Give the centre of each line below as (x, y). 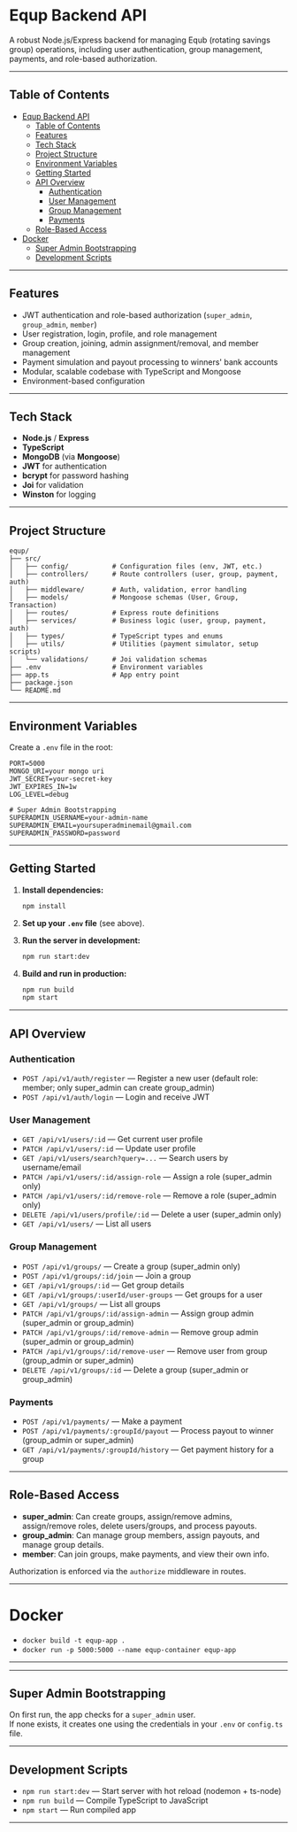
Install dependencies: (63, 890)
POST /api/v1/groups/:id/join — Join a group (107, 1275)
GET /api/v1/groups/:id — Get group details (103, 1285)
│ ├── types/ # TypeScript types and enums (116, 637)
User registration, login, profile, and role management (119, 334)
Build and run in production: (74, 973)
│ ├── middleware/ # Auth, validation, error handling (128, 590)
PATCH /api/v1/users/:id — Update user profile (109, 1148)
